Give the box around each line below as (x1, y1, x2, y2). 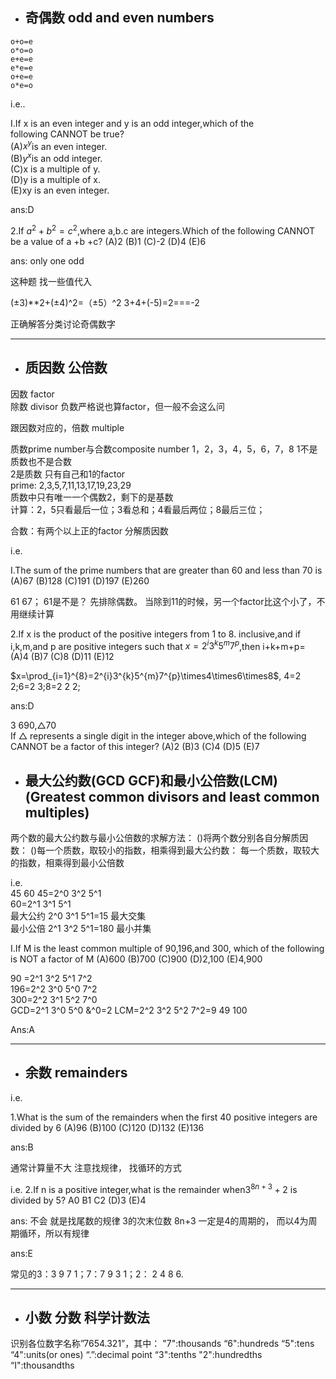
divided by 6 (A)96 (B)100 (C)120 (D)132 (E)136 (10, 1121, 205, 1133)
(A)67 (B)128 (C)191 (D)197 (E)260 (10, 574, 150, 587)
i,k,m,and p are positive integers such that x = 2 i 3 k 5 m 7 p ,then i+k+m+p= (10, 638, 306, 652)
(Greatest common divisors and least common (24, 788, 320, 805)
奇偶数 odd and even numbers (24, 9, 215, 27)
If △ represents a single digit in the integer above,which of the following (10, 730, 307, 742)
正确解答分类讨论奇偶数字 (10, 318, 116, 330)
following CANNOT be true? (10, 128, 125, 140)
